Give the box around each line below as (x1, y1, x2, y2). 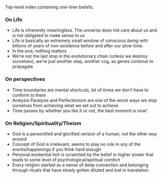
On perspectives (5, 76, 45, 82)
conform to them (12, 92, 46, 98)
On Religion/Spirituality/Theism (5, 119, 81, 126)
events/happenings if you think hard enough (12, 146, 101, 152)
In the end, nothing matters (12, 48, 67, 54)
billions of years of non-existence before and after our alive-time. (12, 43, 144, 49)
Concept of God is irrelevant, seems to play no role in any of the (12, 141, 141, 147)
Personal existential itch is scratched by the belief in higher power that (12, 151, 154, 158)
